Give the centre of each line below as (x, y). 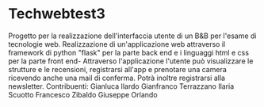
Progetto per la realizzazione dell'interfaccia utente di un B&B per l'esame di (132, 36)
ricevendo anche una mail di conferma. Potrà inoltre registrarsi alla (117, 78)
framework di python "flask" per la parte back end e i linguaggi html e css (129, 52)
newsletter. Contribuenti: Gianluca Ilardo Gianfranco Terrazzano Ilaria (121, 86)
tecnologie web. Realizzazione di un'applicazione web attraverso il (117, 44)
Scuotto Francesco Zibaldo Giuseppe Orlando (83, 94)
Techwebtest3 (57, 14)
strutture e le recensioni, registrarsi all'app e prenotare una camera (118, 69)
